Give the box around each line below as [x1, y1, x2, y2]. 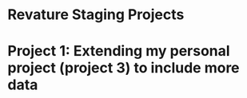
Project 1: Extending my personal [7, 42, 230, 61]
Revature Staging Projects [7, 6, 185, 24]
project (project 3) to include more [7, 59, 241, 77]
